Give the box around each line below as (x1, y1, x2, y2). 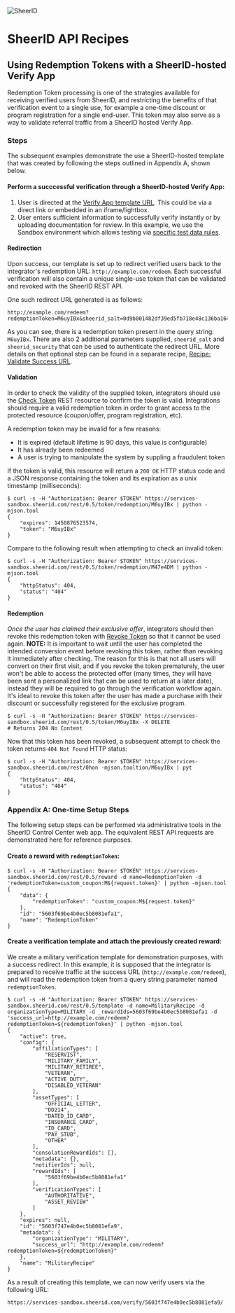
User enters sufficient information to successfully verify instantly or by (17, 213, 221, 221)
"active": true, (20, 1033, 68, 1040)
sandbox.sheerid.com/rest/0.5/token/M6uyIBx (7, 718, 139, 726)
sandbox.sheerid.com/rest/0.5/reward (7, 873, 117, 880)
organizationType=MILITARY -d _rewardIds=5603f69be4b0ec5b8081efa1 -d (7, 1008, 218, 1015)
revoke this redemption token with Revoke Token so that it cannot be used (7, 632, 221, 641)
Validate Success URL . (7, 357, 73, 366)
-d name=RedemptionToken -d (120, 873, 201, 880)
